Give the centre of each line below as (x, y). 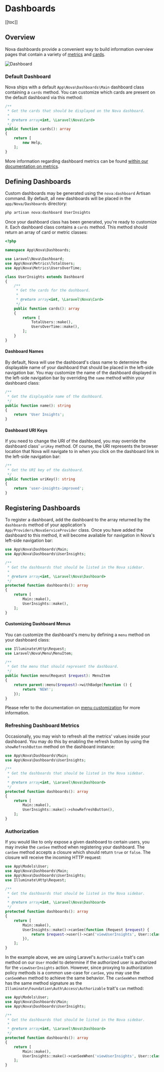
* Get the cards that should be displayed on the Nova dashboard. (76, 111)
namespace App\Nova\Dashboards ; (38, 250)
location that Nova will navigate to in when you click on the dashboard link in (82, 452)
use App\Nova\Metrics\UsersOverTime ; (43, 268)
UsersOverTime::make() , (55, 327)
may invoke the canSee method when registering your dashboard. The (75, 847)
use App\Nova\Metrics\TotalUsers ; (40, 263)
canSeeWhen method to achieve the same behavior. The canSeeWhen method (79, 978)
